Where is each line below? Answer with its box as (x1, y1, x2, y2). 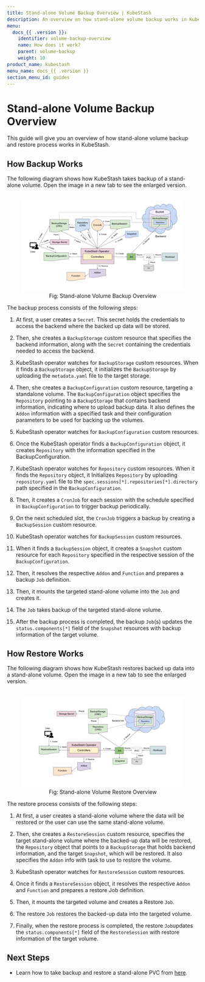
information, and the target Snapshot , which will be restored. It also (15, 849, 182, 857)
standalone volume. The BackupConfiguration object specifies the (15, 390, 181, 397)
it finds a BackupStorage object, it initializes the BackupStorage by (15, 365, 177, 373)
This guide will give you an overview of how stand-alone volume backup (7, 134, 189, 142)
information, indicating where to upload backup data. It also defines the (15, 403, 195, 411)
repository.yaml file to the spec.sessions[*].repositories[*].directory (15, 477, 198, 485)
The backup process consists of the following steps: (7, 304, 139, 311)
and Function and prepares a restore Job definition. (15, 886, 145, 893)
